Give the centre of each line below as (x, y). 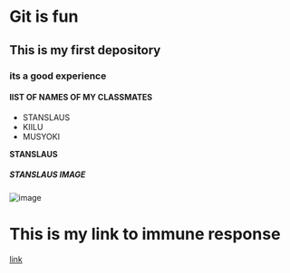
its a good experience (58, 76)
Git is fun (44, 17)
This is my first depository (85, 50)
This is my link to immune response (145, 234)
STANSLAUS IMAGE (48, 174)
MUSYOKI (41, 136)
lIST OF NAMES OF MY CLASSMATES (81, 98)
